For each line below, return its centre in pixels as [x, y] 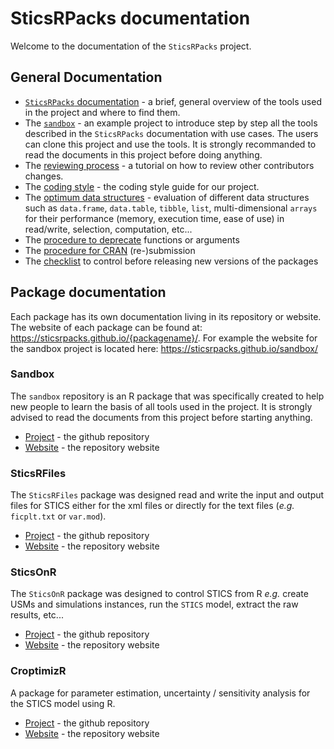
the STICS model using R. [63, 703]
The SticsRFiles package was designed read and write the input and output [167, 495]
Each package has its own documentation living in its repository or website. [166, 316]
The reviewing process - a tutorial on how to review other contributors [169, 165]
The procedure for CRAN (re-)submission [110, 250]
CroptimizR [38, 671]
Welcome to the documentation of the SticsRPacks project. [131, 46]
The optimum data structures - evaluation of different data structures [167, 197]
